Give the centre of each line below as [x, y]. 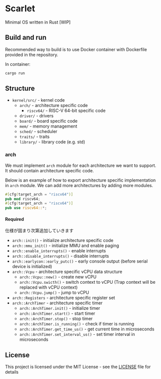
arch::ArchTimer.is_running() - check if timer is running [77, 324]
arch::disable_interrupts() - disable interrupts [60, 256]
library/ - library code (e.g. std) [52, 142]
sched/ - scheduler [38, 132]
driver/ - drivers [36, 116]
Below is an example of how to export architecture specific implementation [80, 180]
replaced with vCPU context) [48, 287]
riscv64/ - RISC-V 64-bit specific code [66, 110]
